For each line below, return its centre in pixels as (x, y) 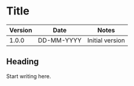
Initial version (106, 40)
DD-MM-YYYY (60, 40)
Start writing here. (29, 76)
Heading (23, 62)
